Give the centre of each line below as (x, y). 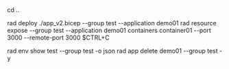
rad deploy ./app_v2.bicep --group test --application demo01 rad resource (112, 23)
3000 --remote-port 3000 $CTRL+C (58, 38)
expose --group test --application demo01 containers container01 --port (109, 30)
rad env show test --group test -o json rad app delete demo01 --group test (112, 51)
